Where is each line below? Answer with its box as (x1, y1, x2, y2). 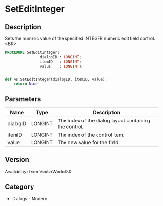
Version (5, 155, 29, 164)
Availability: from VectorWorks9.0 (5, 169, 72, 174)
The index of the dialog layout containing (57, 118, 151, 124)
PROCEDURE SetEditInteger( (5, 50, 60, 55)
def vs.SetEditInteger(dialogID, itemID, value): (5, 77, 108, 82)
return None (14, 81, 38, 86)
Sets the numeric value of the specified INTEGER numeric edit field (5, 35, 139, 41)
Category (5, 183, 34, 191)
